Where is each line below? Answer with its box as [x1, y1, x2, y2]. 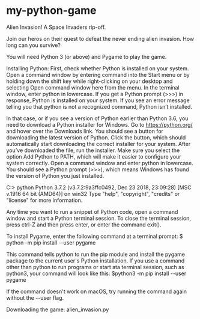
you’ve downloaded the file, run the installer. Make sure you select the [6, 147, 180, 154]
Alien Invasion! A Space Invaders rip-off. [6, 23, 106, 31]
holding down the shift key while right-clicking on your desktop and [6, 77, 173, 85]
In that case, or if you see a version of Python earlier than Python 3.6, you [6, 115, 189, 122]
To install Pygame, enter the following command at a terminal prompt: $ [6, 232, 183, 240]
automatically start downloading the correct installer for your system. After [6, 140, 191, 147]
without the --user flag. [6, 294, 64, 301]
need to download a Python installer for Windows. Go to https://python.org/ [6, 121, 193, 128]
